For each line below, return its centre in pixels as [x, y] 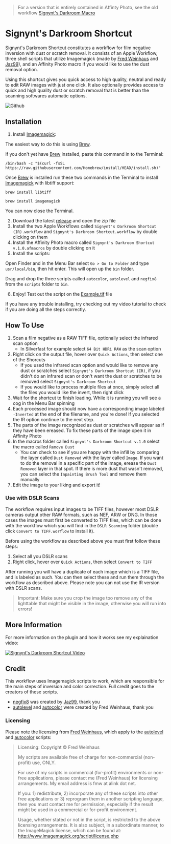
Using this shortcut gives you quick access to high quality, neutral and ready [86, 79]
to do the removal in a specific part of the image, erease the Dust [88, 463]
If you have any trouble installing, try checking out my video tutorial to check [86, 304]
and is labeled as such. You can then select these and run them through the [85, 577]
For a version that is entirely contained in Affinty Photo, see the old [88, 7]
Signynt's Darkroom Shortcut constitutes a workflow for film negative [78, 48]
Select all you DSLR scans [40, 556]
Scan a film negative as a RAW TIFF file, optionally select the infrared [85, 338]
